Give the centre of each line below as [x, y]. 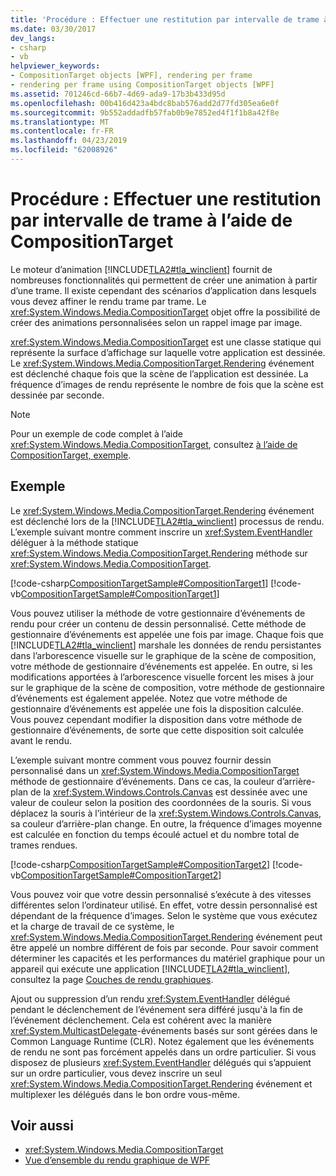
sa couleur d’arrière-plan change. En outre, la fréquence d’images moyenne [166, 823]
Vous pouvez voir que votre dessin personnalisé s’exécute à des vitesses [161, 894]
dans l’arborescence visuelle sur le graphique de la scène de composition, [163, 655]
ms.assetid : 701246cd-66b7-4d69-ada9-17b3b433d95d [118, 94]
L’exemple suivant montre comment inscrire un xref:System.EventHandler [161, 532]
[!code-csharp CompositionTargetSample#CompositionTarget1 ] [139, 583]
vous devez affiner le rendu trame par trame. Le [108, 301]
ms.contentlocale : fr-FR [62, 131]
